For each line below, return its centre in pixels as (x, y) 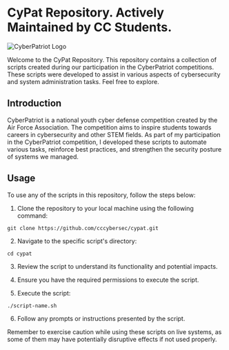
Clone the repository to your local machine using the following (106, 208)
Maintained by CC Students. (90, 27)
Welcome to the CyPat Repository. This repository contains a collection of (112, 59)
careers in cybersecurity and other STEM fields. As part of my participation (114, 134)
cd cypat (20, 254)
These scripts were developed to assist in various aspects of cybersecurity (114, 74)
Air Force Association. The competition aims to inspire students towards (109, 127)
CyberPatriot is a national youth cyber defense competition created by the (112, 120)
